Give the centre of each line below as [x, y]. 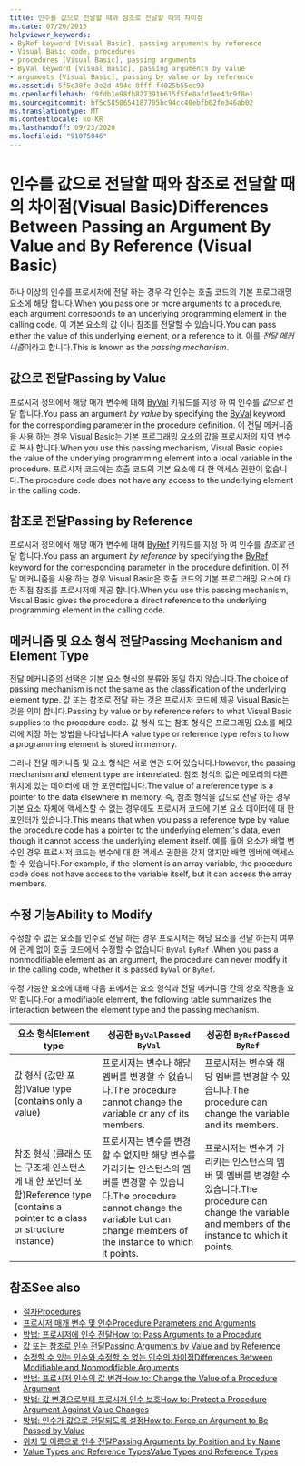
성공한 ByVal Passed [149, 1036]
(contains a [38, 1207]
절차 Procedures [52, 1311]
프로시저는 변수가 [240, 1148]
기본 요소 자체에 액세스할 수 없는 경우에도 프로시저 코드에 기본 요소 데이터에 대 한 [152, 809]
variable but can [137, 1219]
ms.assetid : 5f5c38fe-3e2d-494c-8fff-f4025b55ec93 [107, 86]
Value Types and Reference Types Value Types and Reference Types [150, 1451]
